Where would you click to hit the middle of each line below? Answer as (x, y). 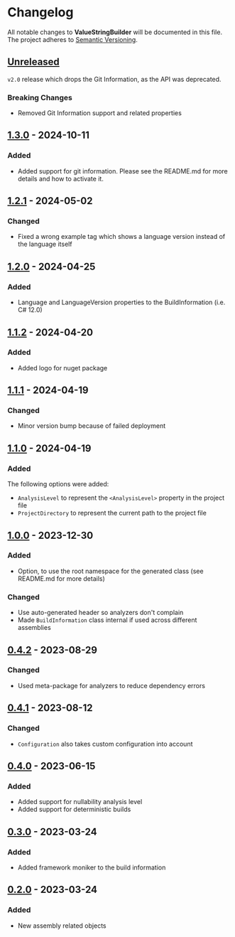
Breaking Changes (40, 97)
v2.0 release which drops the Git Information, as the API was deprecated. (114, 79)
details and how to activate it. (61, 178)
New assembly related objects (62, 926)
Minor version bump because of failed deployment (91, 426)
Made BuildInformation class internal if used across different (107, 620)
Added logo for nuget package (62, 368)
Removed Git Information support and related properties (100, 113)
